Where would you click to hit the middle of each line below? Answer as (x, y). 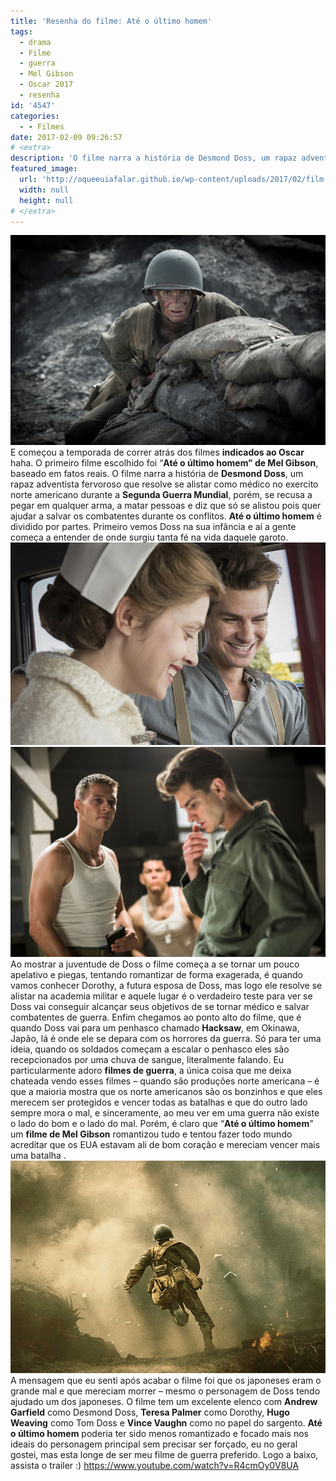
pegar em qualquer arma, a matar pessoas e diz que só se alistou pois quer (166, 506)
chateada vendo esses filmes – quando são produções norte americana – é (165, 1081)
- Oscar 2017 (46, 85)
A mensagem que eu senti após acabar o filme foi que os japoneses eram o (166, 1381)
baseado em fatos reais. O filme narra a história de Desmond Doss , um (157, 474)
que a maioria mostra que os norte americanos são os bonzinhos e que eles (166, 1091)
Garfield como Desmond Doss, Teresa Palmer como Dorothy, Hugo (150, 1412)
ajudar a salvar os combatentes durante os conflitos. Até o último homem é (166, 516)
